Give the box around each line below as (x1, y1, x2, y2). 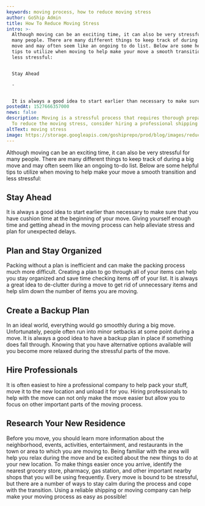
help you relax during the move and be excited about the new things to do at (6, 454, 198, 461)
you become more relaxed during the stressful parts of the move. (6, 347, 170, 354)
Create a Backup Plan (6, 305, 90, 316)
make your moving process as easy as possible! (6, 493, 127, 500)
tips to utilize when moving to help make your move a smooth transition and (6, 168, 196, 176)
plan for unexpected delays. (6, 228, 77, 235)
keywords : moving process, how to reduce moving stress (6, 9, 151, 15)
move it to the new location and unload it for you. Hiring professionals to (6, 388, 188, 395)
